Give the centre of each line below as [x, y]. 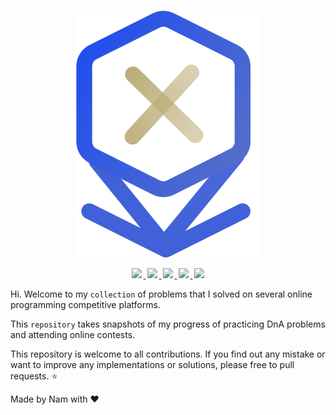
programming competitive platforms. [85, 304]
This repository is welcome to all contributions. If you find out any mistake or [168, 354]
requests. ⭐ [34, 376]
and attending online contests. [73, 334]
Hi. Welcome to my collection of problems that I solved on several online [161, 294]
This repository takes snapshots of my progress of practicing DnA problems [168, 324]
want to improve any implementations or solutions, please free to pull [152, 364]
